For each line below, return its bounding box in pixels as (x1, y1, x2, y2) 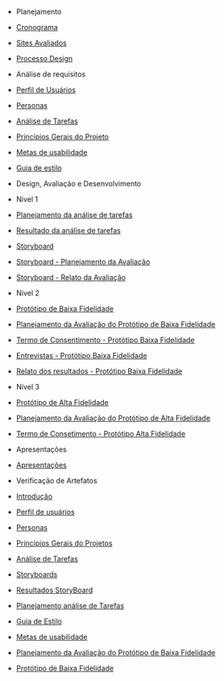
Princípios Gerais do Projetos (15, 538, 113, 548)
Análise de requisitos (15, 69, 86, 79)
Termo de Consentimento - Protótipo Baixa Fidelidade (15, 335, 195, 345)
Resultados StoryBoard (15, 585, 93, 595)
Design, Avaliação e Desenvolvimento (15, 179, 142, 188)
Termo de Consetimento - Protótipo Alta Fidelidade (15, 429, 186, 438)
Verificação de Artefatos (15, 476, 98, 485)
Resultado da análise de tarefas (15, 226, 121, 235)
